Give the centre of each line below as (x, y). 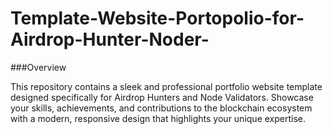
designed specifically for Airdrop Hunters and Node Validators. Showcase (162, 97)
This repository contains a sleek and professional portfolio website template (166, 86)
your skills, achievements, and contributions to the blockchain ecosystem (161, 108)
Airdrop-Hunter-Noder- (110, 39)
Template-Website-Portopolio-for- (157, 18)
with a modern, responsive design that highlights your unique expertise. (158, 118)
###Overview (38, 67)
